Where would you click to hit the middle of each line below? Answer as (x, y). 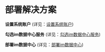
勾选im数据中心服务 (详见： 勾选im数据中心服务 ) (53, 34)
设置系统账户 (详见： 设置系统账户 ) (40, 24)
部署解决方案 (31, 10)
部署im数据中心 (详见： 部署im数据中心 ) (44, 44)
